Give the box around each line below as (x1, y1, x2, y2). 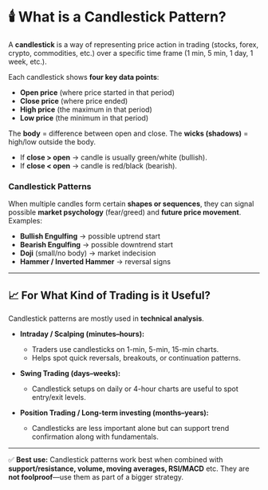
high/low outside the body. (8, 136, 96, 146)
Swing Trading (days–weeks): (19, 369, 121, 378)
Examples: (8, 216, 42, 226)
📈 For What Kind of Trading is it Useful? (8, 288, 211, 302)
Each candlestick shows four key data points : (8, 72, 160, 81)
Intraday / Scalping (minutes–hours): (19, 330, 145, 339)
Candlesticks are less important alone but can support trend (31, 424, 230, 433)
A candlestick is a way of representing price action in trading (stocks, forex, (8, 39, 259, 49)
